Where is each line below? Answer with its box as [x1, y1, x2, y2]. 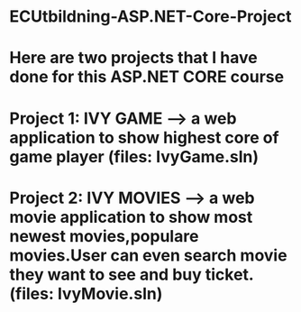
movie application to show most [9, 206, 253, 227]
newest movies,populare [9, 225, 199, 246]
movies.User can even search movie [9, 245, 287, 265]
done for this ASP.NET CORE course [9, 67, 285, 87]
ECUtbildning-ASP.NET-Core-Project [9, 6, 292, 27]
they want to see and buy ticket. [9, 264, 254, 285]
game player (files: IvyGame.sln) [9, 146, 260, 167]
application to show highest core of [9, 127, 279, 148]
